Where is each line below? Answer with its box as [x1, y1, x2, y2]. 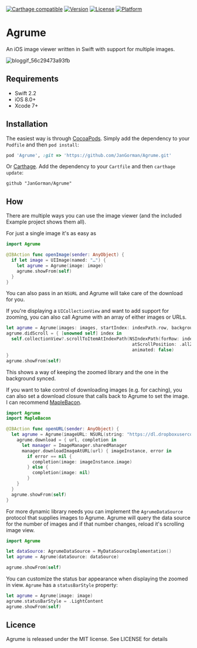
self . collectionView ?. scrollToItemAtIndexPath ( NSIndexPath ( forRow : [11, 336, 180, 342]
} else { [27, 465, 49, 470]
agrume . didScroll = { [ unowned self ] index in [6, 330, 122, 336]
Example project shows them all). [6, 218, 86, 226]
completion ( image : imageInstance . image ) [32, 459, 133, 465]
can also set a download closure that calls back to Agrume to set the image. [6, 392, 189, 399]
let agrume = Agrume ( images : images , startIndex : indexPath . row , [6, 325, 169, 331]
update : [6, 169, 23, 176]
